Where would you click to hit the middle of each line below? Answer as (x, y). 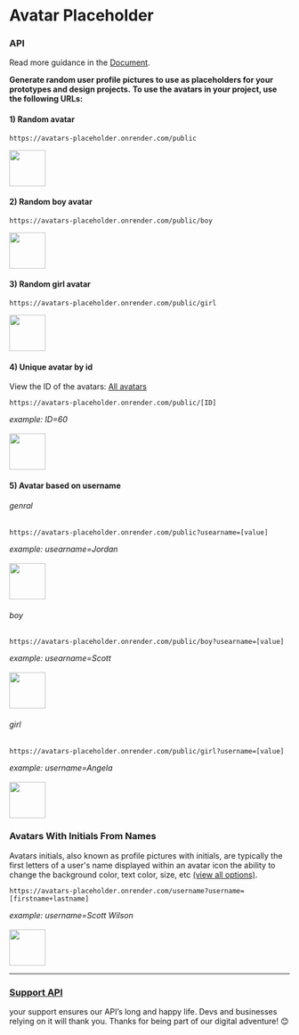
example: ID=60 (39, 420)
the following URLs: (46, 99)
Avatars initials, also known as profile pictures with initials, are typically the (146, 855)
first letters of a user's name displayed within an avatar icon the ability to (142, 865)
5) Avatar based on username (65, 485)
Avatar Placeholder (81, 16)
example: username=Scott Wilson (71, 915)
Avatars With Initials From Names (83, 836)
